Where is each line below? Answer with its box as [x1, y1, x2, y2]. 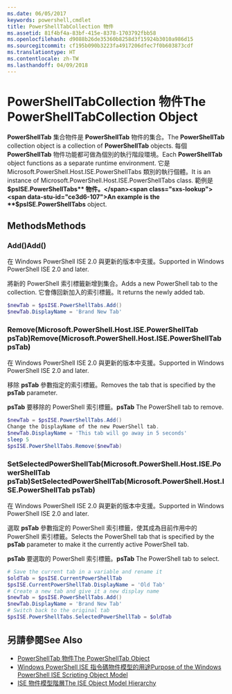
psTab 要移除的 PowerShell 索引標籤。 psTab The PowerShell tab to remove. [7, 403, 224, 411]
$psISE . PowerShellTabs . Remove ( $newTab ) [7, 442, 123, 449]
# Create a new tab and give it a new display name [7, 587, 159, 595]
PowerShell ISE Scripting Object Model [17, 670, 128, 679]
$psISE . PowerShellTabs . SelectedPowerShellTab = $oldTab [7, 614, 172, 621]
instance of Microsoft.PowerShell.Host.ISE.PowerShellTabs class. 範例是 [7, 176, 213, 184]
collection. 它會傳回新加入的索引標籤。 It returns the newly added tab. [7, 288, 206, 297]
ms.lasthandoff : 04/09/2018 [7, 62, 89, 69]
